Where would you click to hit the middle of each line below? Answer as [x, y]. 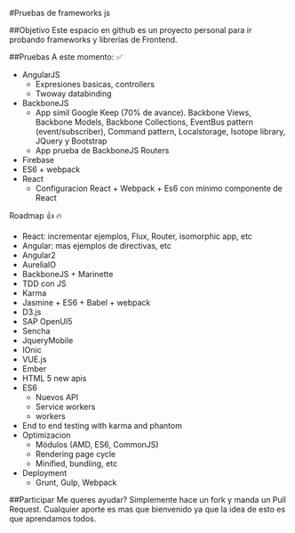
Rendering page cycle [76, 454]
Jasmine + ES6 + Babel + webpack [86, 303]
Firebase [38, 160]
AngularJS [41, 74]
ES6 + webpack [51, 169]
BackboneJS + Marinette [68, 274]
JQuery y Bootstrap [71, 141]
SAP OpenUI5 [47, 321]
